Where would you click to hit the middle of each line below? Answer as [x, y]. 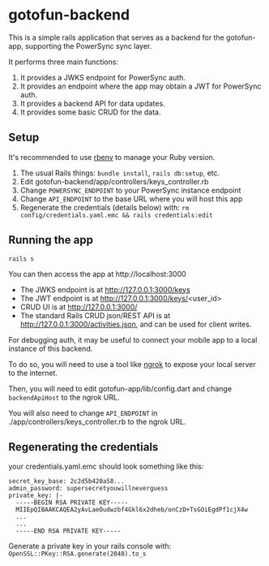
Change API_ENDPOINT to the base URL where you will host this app [131, 199]
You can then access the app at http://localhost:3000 [97, 274]
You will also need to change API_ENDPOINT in [83, 413]
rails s [21, 259]
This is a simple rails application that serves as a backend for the [116, 37]
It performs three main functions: [64, 62]
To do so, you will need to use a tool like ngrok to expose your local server [132, 364]
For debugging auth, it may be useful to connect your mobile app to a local [133, 339]
